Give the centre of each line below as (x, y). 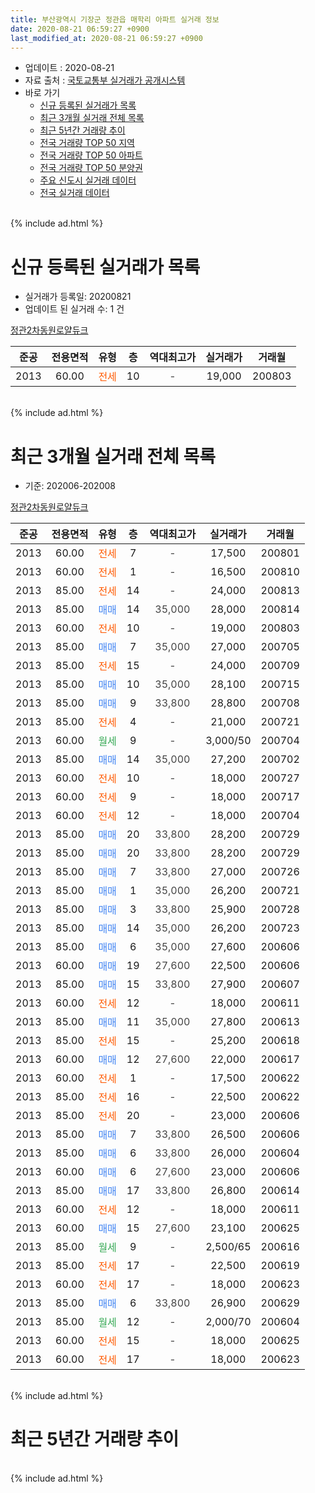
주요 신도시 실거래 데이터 (88, 180)
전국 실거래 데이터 (74, 193)
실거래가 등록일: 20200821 (78, 297)
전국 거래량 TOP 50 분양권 (91, 168)
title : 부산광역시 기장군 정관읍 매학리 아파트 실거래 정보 (115, 19)
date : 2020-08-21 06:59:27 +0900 (80, 29)
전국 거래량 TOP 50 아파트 (91, 155)
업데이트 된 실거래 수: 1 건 (74, 309)
